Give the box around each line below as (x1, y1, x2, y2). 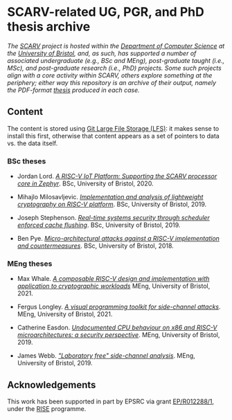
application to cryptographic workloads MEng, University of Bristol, (17, 282, 211, 291)
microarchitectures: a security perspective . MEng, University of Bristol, (17, 331, 220, 339)
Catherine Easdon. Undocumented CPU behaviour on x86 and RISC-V (17, 323, 217, 332)
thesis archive (7, 19, 91, 35)
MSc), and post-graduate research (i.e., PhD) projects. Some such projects (7, 64, 222, 72)
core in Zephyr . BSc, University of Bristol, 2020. (17, 179, 154, 188)
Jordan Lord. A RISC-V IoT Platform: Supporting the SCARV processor (17, 172, 217, 181)
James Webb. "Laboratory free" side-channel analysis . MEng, (17, 351, 195, 360)
